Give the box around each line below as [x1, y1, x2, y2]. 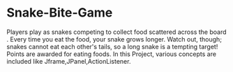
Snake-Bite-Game [6, 5, 113, 21]
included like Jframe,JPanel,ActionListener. [6, 57, 131, 65]
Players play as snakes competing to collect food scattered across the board [6, 28, 227, 36]
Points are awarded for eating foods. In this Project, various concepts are [6, 50, 217, 58]
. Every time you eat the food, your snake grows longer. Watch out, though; [6, 35, 223, 43]
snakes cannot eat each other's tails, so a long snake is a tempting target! [6, 42, 218, 51]
